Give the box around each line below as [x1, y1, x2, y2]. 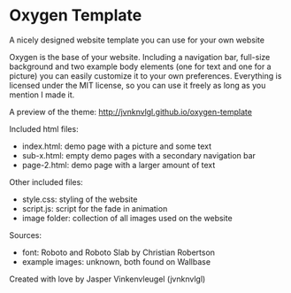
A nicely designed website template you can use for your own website [9, 35, 265, 45]
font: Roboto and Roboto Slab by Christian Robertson [21, 247, 215, 258]
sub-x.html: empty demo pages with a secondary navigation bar [21, 150, 257, 160]
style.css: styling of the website [21, 194, 138, 204]
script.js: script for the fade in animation [21, 203, 168, 213]
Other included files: [9, 176, 84, 187]
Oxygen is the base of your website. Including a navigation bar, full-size [9, 51, 271, 62]
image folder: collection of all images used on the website [21, 212, 233, 223]
